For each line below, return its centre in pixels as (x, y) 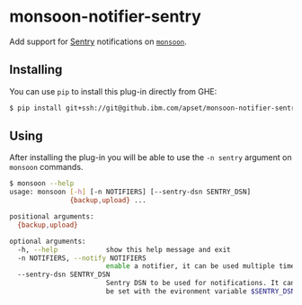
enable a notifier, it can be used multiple (191, 266)
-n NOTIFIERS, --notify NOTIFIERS (82, 258)
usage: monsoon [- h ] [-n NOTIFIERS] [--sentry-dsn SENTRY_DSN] (130, 192)
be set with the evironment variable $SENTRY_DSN (200, 292)
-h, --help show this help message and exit (124, 249)
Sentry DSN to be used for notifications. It (192, 283)
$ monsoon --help (42, 184)
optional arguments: (48, 241)
